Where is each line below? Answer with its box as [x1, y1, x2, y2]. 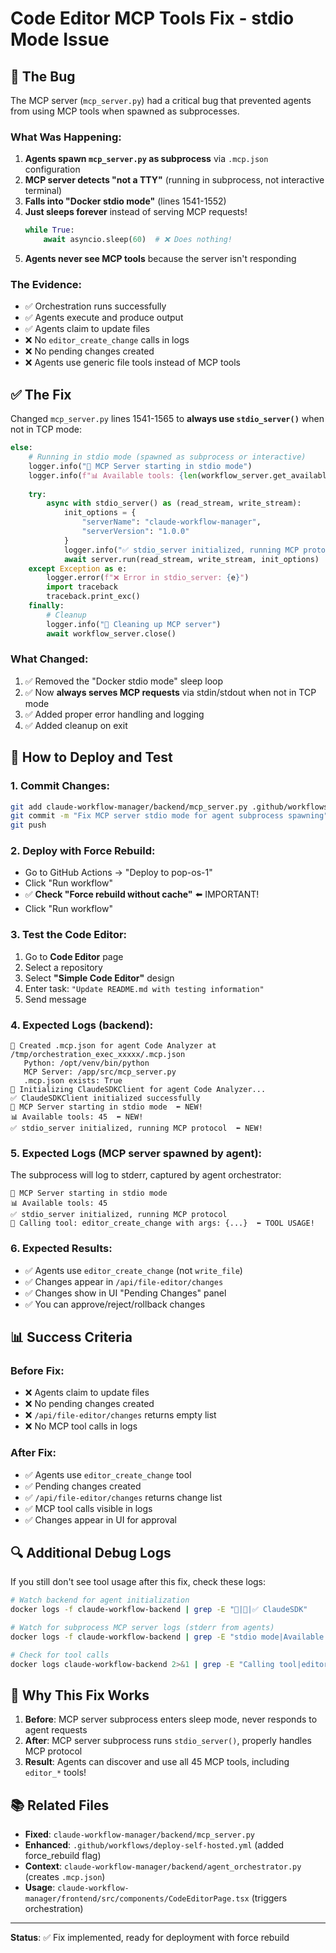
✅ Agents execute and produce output [24, 312, 184, 324]
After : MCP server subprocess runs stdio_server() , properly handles [24, 1735, 312, 1747]
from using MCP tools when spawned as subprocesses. [10, 105, 240, 117]
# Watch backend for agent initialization [10, 1595, 190, 1606]
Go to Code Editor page [24, 950, 124, 962]
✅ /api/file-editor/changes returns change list [24, 1491, 223, 1503]
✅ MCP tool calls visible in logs [24, 1502, 153, 1514]
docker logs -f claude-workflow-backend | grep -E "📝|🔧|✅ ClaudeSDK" [10, 1605, 308, 1615]
